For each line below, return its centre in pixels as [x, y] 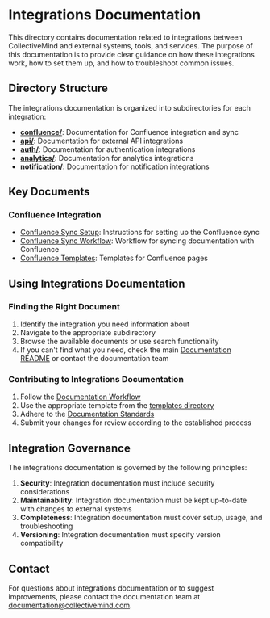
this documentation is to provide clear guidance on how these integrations [132, 54]
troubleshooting [46, 526]
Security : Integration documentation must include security [117, 483]
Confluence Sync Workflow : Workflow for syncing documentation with [137, 241]
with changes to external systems [76, 509]
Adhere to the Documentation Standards [87, 414]
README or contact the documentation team [94, 359]
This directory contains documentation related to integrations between [126, 37]
